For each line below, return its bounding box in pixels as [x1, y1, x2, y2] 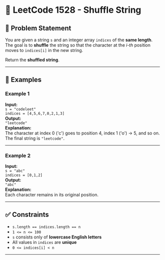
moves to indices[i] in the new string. [5, 48, 83, 53]
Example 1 [5, 90, 30, 97]
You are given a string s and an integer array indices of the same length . [5, 37, 153, 43]
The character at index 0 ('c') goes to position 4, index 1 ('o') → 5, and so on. [5, 130, 160, 136]
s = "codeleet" [5, 106, 36, 112]
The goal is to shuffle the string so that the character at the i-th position [5, 42, 151, 48]
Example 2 [5, 152, 31, 159]
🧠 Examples [5, 76, 42, 84]
